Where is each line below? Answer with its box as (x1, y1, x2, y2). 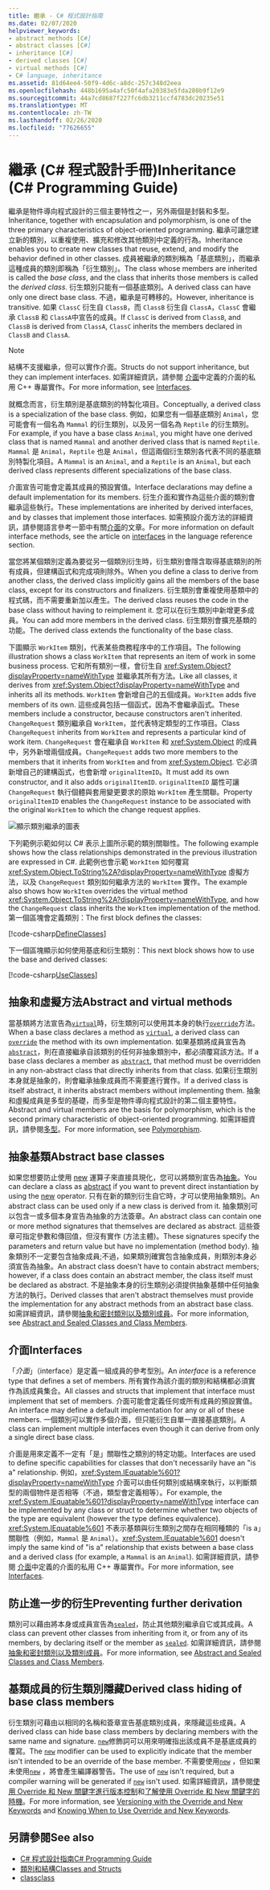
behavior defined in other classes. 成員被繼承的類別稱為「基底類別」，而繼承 (8, 253, 260, 263)
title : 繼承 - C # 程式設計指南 (8, 11, 104, 20)
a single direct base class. (8, 1433, 95, 1442)
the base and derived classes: (8, 954, 108, 964)
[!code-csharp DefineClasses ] (8, 929, 107, 938)
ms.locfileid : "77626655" (8, 124, 95, 132)
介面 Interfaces (8, 1343, 83, 1357)
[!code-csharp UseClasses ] (8, 970, 98, 979)
